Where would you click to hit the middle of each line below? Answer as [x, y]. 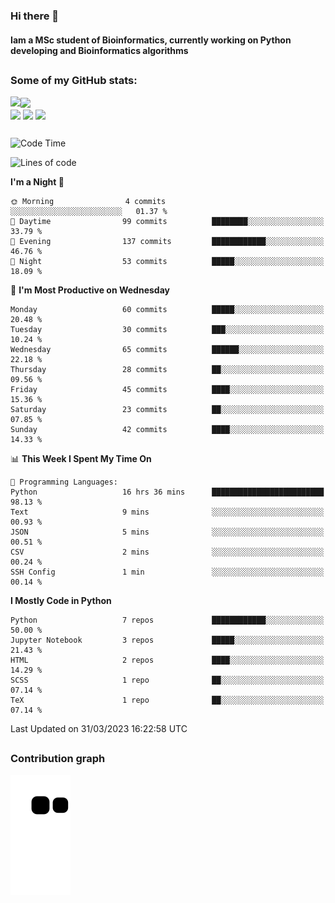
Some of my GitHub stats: [74, 80]
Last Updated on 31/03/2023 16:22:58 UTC [99, 729]
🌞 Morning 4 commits [88, 202]
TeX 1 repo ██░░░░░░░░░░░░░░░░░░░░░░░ [167, 700]
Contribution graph [58, 759]
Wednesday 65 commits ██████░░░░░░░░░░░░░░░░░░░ [167, 350]
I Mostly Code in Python [61, 601]
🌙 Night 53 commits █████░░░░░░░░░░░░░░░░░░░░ [167, 262]
